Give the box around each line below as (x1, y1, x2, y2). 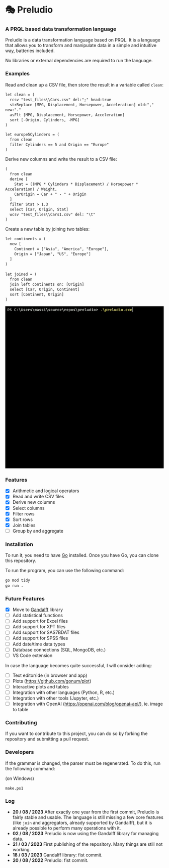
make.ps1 (5, 786, 24, 791)
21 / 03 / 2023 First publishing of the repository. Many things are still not (12, 841, 163, 847)
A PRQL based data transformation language (5, 26, 117, 33)
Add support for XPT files (12, 624, 66, 630)
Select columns (12, 505, 45, 511)
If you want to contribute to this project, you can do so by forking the (5, 730, 148, 736)
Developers (5, 749, 34, 756)
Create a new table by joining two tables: (5, 226, 90, 232)
